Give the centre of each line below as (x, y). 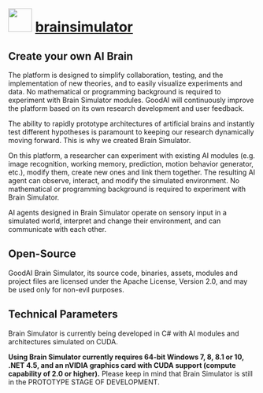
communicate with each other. (57, 229)
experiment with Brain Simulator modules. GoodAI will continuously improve (131, 100)
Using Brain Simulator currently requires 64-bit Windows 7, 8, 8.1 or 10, (126, 357)
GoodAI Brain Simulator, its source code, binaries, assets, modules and (123, 273)
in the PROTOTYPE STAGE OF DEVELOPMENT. (84, 382)
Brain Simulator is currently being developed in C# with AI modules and (124, 333)
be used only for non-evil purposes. (66, 289)
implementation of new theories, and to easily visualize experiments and (125, 83)
